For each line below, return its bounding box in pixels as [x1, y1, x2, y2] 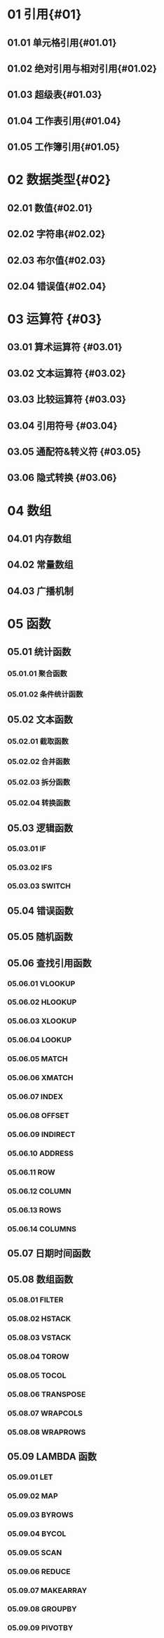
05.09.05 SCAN [7, 1547, 62, 1557]
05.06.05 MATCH [7, 1054, 68, 1064]
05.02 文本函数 [7, 713, 74, 725]
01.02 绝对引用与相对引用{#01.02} [7, 63, 158, 75]
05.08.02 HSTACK [7, 1314, 71, 1323]
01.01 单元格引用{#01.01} [7, 37, 117, 49]
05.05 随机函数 [7, 931, 74, 943]
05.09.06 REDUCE [7, 1566, 71, 1576]
